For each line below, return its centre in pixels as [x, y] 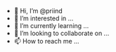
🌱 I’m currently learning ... [51, 26]
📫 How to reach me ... [46, 41]
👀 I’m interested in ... [44, 18]
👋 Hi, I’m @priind [38, 11]
